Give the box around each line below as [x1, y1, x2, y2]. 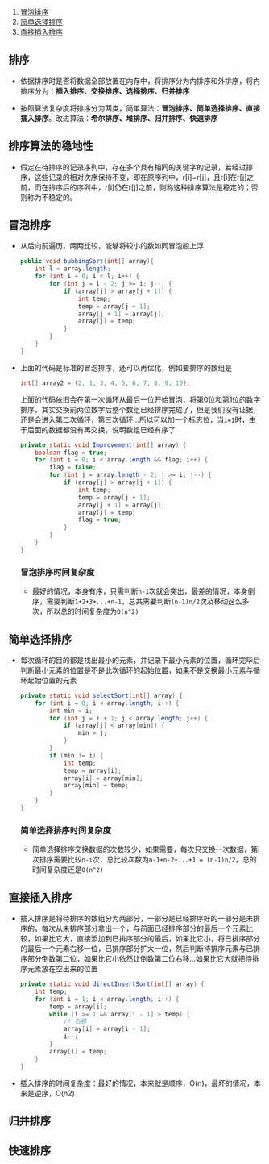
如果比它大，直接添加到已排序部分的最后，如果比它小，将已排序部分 [34, 934, 260, 944]
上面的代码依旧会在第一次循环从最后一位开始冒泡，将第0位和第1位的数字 [19, 394, 261, 404]
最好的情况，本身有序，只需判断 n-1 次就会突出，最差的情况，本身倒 [31, 586, 255, 596]
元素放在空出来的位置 [27, 964, 98, 974]
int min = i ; [49, 707, 93, 715]
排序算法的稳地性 [8, 140, 93, 153]
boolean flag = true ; [35, 448, 107, 457]
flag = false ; [49, 463, 97, 472]
